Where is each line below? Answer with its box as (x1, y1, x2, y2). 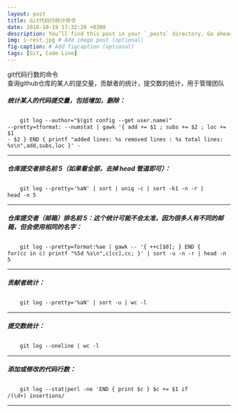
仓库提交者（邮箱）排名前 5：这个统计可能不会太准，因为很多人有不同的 (7, 214, 218, 223)
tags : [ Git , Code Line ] (7, 50, 78, 57)
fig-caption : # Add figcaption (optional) (7, 43, 135, 50)
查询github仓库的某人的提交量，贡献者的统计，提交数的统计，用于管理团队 (7, 78, 225, 87)
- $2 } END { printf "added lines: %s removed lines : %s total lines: (7, 136, 223, 143)
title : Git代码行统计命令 (7, 17, 76, 24)
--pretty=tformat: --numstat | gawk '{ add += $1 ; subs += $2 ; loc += (7, 123, 227, 131)
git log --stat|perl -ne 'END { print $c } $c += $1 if (20, 385, 188, 392)
